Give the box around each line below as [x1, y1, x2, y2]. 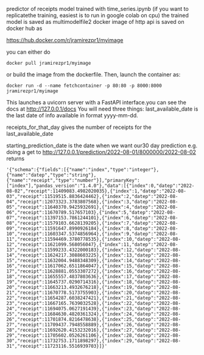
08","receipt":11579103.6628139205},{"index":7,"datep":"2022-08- [6, 220, 178, 226]
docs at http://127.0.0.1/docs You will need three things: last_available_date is [6, 105, 199, 112]
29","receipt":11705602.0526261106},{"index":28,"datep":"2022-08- [6, 332, 181, 339]
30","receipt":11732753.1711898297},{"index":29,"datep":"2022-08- [6, 338, 181, 344]
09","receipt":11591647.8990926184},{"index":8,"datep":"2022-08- [6, 225, 178, 232]
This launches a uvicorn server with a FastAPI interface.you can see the [6, 99, 187, 106]
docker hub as [6, 24, 43, 32]
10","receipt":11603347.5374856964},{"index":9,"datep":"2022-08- [6, 231, 178, 237]
